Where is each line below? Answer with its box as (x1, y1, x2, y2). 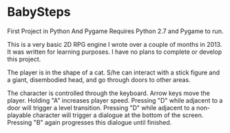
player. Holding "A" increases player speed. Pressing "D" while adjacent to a (7, 96, 223, 104)
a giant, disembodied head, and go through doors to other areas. (7, 75, 191, 83)
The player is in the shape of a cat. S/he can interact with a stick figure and (7, 68, 220, 76)
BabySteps (7, 4, 71, 20)
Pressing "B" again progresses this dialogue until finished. (7, 118, 172, 126)
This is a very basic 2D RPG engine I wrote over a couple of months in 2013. (7, 40, 222, 48)
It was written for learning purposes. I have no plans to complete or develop (7, 48, 222, 56)
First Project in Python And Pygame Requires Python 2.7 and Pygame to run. (7, 27, 224, 35)
